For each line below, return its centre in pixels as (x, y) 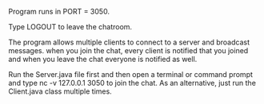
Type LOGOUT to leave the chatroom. (70, 27)
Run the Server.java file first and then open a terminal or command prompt (131, 74)
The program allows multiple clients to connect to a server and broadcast (129, 42)
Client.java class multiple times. (60, 91)
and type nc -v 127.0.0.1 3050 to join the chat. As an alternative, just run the (132, 83)
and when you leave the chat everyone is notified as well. (103, 59)
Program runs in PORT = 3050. (59, 12)
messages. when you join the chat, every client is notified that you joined (128, 50)
